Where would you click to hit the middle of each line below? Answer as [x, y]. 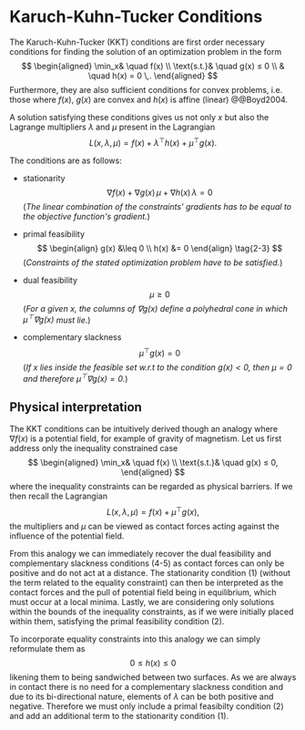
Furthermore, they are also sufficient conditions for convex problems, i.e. [146, 89]
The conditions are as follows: [66, 160]
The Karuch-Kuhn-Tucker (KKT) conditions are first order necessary [137, 42]
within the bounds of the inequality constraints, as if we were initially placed [152, 612]
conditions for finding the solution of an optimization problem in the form [146, 51]
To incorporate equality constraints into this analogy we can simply [135, 639]
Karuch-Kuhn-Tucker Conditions [136, 17]
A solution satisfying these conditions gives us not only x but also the [139, 117]
